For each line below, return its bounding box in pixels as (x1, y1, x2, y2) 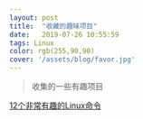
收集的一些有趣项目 (31, 81, 104, 91)
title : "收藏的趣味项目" (9, 22, 98, 31)
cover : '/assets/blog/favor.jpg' (9, 55, 136, 64)
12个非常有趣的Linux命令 (9, 100, 101, 111)
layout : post (9, 13, 59, 23)
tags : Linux (9, 38, 54, 48)
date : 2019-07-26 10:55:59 (9, 30, 119, 39)
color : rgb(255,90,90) (9, 47, 95, 56)
